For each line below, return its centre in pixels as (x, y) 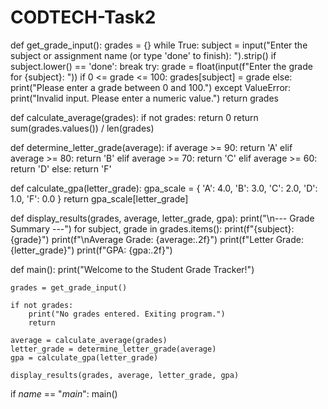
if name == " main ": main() (64, 393)
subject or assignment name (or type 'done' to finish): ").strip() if (143, 55)
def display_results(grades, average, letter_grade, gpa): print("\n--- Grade (162, 218)
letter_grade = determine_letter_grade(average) (113, 349)
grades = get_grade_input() (69, 287)
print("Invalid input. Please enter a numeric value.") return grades (144, 98)
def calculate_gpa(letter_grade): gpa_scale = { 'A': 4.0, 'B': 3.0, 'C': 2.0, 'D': (164, 188)
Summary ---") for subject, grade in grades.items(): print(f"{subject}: (152, 228)
